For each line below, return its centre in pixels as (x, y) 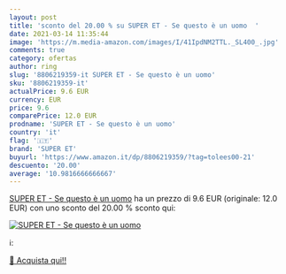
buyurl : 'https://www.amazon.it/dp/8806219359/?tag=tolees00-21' (132, 157)
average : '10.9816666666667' (63, 173)
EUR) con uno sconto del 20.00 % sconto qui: (93, 208)
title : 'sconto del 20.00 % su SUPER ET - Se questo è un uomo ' (134, 26)
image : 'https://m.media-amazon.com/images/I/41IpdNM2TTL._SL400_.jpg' (144, 42)
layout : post (33, 17)
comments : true (37, 50)
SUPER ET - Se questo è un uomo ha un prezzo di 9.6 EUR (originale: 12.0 (143, 199)
